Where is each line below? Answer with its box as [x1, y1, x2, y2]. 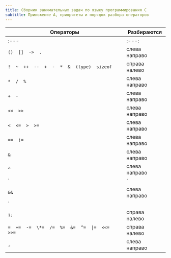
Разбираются [127, 29, 162, 36]
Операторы [50, 29, 80, 36]
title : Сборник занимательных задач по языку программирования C [5, 7, 147, 13]
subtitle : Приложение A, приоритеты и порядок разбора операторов [5, 12, 149, 17]
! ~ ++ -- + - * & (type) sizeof [8, 64, 112, 69]
